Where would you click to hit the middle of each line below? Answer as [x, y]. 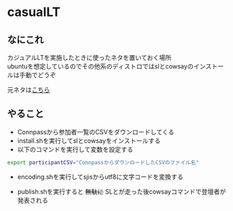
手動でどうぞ [38, 75]
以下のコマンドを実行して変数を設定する [75, 149]
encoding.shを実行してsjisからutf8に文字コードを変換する [100, 177]
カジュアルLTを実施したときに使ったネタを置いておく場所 [89, 57]
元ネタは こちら [29, 90]
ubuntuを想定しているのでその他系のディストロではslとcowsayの [101, 66]
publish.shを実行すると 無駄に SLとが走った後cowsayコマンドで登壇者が [121, 192]
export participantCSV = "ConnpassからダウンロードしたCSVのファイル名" [103, 162]
